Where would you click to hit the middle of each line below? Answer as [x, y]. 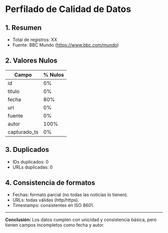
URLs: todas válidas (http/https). [46, 200]
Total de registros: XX [35, 39]
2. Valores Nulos [31, 61]
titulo [14, 91]
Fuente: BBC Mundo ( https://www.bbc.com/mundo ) [65, 45]
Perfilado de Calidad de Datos [68, 9]
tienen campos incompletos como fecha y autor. [55, 225]
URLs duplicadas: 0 [32, 167]
